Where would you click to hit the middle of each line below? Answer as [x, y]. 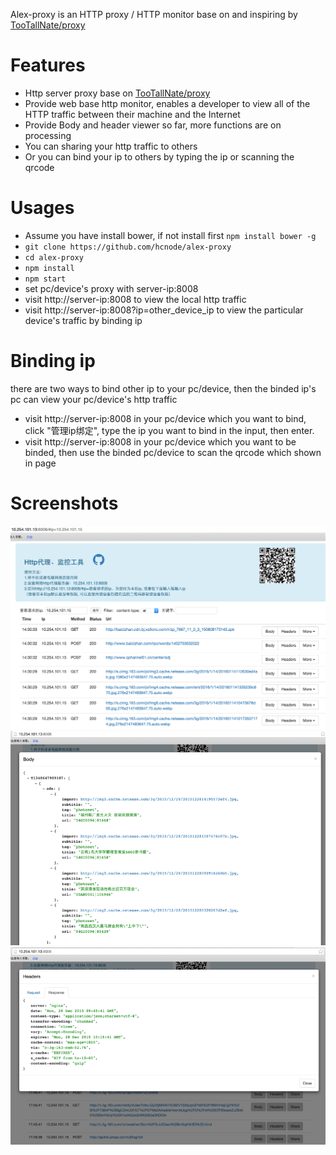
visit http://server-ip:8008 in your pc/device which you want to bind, [165, 418]
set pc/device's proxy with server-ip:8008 [111, 288]
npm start [45, 279]
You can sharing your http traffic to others [111, 146]
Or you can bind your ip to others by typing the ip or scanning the [159, 156]
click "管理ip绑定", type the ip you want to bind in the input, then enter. [169, 430]
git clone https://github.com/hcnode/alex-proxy [128, 247]
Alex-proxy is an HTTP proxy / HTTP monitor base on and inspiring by [154, 14]
